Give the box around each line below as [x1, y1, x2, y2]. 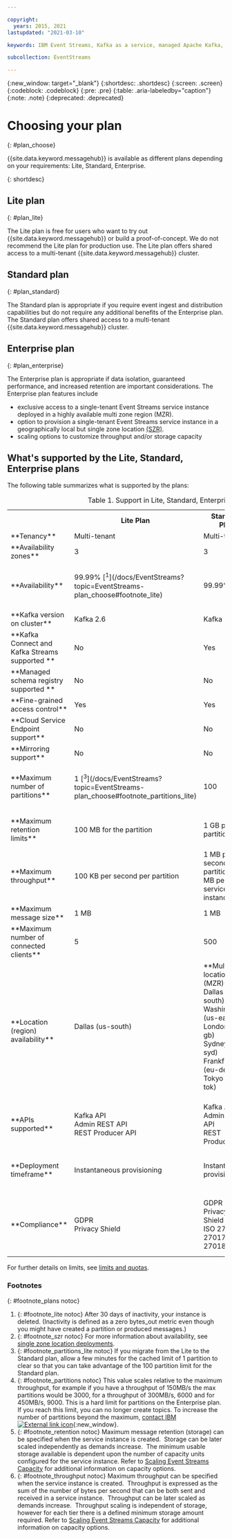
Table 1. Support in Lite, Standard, [87, 495, 198, 505]
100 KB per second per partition [74, 871, 180, 881]
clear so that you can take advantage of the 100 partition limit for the [17, 1361, 213, 1370]
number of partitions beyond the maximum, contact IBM [17, 1413, 177, 1421]
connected [10, 942, 46, 951]
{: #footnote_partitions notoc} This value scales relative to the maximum [17, 1376, 222, 1384]
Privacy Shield [74, 1224, 121, 1234]
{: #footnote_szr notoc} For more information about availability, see [17, 1332, 209, 1340]
